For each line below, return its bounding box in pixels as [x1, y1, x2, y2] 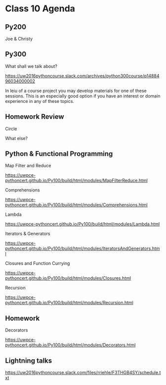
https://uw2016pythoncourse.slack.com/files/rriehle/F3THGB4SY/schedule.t [5, 370, 161, 376]
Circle [5, 126, 17, 132]
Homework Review [5, 112, 64, 121]
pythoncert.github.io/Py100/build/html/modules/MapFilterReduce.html [5, 178, 148, 184]
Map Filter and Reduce [5, 163, 51, 169]
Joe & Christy [5, 36, 33, 42]
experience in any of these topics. [5, 98, 75, 104]
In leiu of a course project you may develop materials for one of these [5, 88, 147, 94]
